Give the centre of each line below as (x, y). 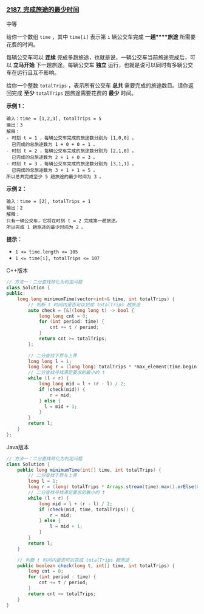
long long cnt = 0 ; (63, 316)
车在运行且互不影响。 (33, 73)
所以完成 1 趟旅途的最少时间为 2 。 (46, 227)
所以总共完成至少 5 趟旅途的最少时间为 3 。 (55, 177)
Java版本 (18, 447)
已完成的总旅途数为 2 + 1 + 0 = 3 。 (55, 157)
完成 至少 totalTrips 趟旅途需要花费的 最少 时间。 (74, 93)
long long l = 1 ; (50, 361)
